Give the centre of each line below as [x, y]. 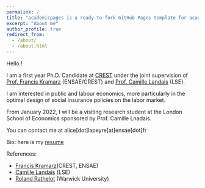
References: [21, 154]
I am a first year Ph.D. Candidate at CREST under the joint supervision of [97, 75]
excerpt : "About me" [33, 23]
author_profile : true [34, 29]
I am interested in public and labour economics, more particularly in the [96, 93]
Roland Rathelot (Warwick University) [62, 178]
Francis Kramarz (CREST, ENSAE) [57, 165]
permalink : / [23, 12]
